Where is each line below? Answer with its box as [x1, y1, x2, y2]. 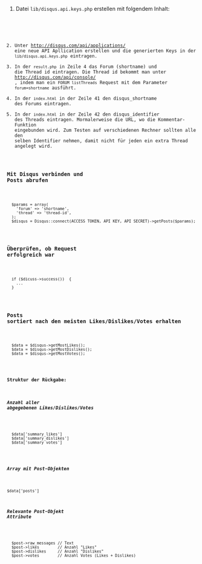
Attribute [7, 514, 32, 520]
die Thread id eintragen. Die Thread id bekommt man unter [15, 69, 167, 75]
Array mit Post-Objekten [7, 465, 70, 471]
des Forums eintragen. [15, 100, 72, 107]
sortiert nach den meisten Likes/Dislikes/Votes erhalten [7, 318, 181, 324]
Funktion [15, 122, 37, 128]
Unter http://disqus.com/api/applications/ [15, 42, 126, 48]
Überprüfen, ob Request [7, 245, 77, 252]
